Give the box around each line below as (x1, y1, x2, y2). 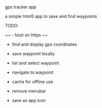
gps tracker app (5, 4, 37, 10)
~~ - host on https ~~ (5, 32, 48, 38)
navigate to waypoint (12, 69, 54, 75)
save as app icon (12, 97, 46, 103)
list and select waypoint (12, 60, 59, 66)
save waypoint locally (12, 51, 55, 56)
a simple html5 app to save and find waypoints (5, 13, 97, 19)
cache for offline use (12, 79, 53, 84)
